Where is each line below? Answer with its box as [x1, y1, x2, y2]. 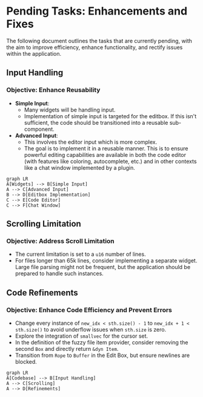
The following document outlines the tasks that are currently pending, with [6, 37, 193, 44]
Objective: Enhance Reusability [6, 86, 101, 95]
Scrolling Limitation [6, 219, 82, 229]
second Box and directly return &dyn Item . [15, 345, 119, 352]
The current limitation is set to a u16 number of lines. [15, 250, 147, 258]
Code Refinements [6, 287, 79, 298]
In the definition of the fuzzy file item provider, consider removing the [15, 339, 188, 346]
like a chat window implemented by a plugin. [24, 164, 135, 171]
